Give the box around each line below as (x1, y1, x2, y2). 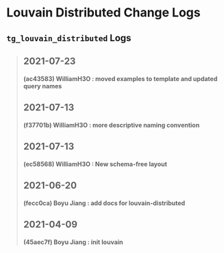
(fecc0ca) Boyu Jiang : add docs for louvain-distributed (23, 199, 186, 207)
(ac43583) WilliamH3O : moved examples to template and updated (23, 74, 218, 83)
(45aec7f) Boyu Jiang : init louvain (23, 238, 124, 246)
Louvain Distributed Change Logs (6, 5, 201, 21)
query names (23, 82, 62, 90)
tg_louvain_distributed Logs (6, 32, 132, 44)
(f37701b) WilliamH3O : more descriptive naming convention (23, 121, 200, 129)
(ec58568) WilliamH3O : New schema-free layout (23, 160, 167, 168)
